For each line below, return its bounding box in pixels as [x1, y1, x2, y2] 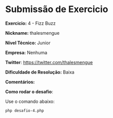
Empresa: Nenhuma [5, 49, 48, 55]
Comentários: [5, 79, 35, 85]
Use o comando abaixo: [5, 98, 55, 104]
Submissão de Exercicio [5, 4, 108, 15]
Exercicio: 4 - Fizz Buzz [5, 20, 56, 26]
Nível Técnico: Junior [5, 39, 51, 46]
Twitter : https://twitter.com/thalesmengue [5, 59, 93, 65]
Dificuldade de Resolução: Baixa [5, 69, 74, 75]
